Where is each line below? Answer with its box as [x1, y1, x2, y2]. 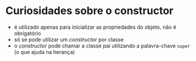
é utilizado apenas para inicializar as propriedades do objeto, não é [13, 23, 177, 30]
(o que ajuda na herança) [13, 48, 75, 55]
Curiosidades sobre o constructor [5, 4, 174, 18]
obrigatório [13, 29, 42, 36]
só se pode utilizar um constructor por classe [13, 36, 124, 43]
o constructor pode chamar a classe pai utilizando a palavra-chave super [13, 42, 191, 49]
